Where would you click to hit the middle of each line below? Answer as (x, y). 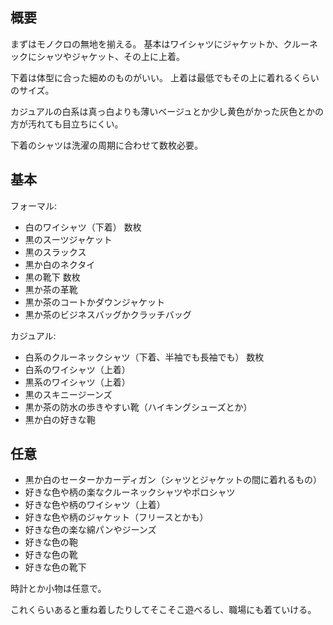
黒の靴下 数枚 (52, 277)
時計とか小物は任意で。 (58, 589)
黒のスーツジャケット (68, 239)
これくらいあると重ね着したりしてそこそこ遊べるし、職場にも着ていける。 (163, 610)
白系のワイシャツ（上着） (77, 369)
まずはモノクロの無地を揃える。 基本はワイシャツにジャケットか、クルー (160, 44)
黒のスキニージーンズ (68, 394)
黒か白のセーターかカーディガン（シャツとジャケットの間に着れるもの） (173, 480)
